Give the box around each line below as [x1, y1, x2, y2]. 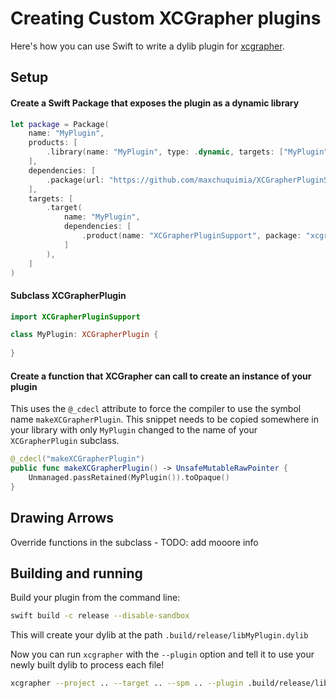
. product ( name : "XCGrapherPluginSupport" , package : [81, 231, 302, 241]
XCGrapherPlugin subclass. [10, 435, 120, 447]
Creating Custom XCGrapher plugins [10, 7, 322, 30]
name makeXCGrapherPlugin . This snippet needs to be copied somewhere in [10, 413, 320, 426]
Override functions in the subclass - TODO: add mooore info [10, 536, 259, 548]
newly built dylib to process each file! [10, 659, 165, 671]
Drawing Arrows [10, 510, 115, 527]
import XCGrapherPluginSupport [10, 312, 141, 322]
